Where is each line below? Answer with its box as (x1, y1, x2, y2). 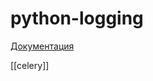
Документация (10, 40, 75, 52)
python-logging (10, 7, 144, 30)
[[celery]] (10, 59, 50, 71)
